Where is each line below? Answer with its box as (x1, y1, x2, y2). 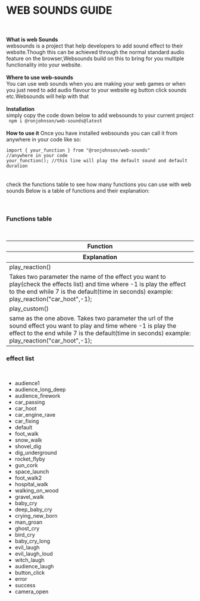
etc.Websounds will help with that (6, 93, 89, 100)
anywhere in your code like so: (6, 136, 82, 143)
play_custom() (9, 304, 49, 313)
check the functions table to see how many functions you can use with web (6, 181, 192, 188)
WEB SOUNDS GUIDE (6, 4, 112, 17)
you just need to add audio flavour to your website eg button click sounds (6, 86, 187, 93)
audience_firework (14, 392, 61, 399)
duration (6, 163, 28, 169)
